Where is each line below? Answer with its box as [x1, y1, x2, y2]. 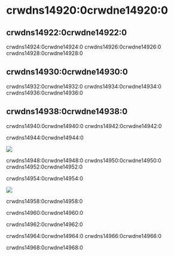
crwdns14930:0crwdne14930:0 [6, 67, 129, 77]
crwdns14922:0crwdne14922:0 [6, 28, 127, 38]
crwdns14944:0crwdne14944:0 [6, 134, 84, 141]
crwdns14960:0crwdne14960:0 [6, 209, 84, 216]
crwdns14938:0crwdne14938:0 [6, 106, 128, 117]
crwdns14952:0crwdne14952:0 [6, 163, 83, 170]
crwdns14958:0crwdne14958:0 [6, 197, 83, 205]
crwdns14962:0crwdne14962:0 [6, 221, 83, 228]
